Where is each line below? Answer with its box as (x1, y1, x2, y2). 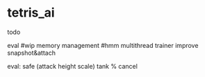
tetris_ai (7, 5, 55, 21)
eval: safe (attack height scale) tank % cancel (7, 62, 138, 70)
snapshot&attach (7, 49, 56, 57)
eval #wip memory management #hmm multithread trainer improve (7, 41, 199, 49)
